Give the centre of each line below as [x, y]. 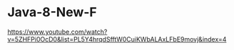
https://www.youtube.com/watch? [57, 32]
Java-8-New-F [52, 12]
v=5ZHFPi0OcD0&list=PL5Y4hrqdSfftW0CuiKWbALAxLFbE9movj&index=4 [117, 39]
